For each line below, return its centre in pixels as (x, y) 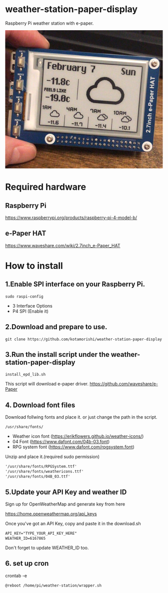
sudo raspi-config (24, 296)
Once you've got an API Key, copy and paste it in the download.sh (73, 523)
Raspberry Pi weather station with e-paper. (49, 23)
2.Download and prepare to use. (56, 327)
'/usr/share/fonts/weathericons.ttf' (44, 472)
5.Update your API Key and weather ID (66, 492)
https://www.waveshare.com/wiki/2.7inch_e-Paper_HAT (63, 245)
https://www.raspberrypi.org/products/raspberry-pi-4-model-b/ (71, 218)
